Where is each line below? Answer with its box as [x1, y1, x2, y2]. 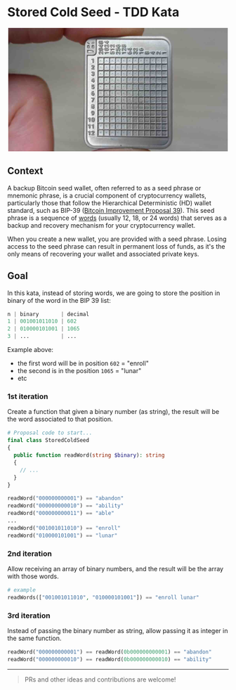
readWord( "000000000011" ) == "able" [7, 510, 114, 517]
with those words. [7, 572, 60, 580]
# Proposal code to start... [7, 429, 93, 436]
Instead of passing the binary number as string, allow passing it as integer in [7, 626, 228, 634]
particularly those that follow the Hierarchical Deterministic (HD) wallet [7, 198, 212, 207]
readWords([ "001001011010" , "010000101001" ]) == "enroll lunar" [7, 594, 199, 601]
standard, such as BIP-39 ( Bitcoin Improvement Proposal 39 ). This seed [7, 206, 215, 214]
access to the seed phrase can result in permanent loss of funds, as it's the [7, 242, 225, 250]
